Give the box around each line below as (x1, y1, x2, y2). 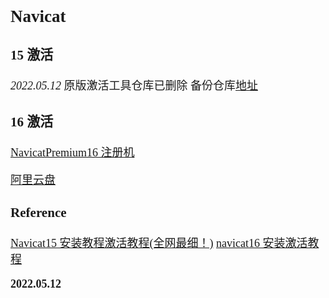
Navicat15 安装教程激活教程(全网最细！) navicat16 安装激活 (10, 237, 308, 251)
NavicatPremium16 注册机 (10, 145, 135, 159)
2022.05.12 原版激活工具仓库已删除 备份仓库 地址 (10, 79, 258, 93)
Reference (10, 205, 67, 221)
